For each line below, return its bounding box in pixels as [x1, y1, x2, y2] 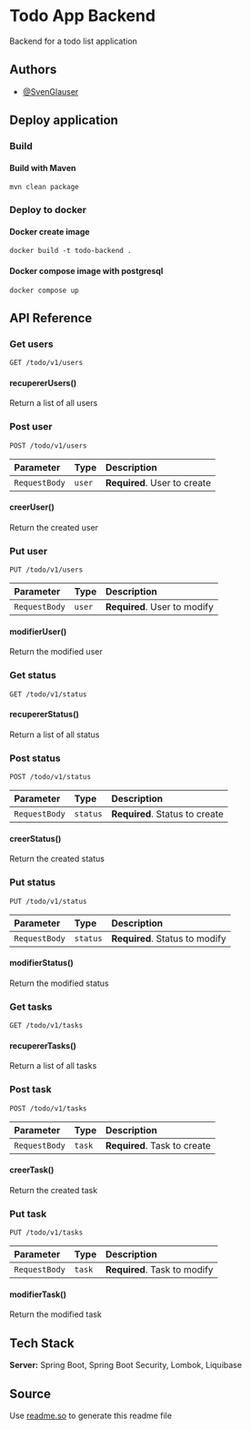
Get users [9, 338, 54, 350]
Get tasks [9, 1000, 53, 1013]
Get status [9, 669, 56, 682]
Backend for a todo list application [9, 35, 138, 46]
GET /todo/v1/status [9, 689, 88, 699]
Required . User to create [105, 476, 212, 489]
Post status [9, 752, 61, 765]
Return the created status [9, 853, 105, 865]
